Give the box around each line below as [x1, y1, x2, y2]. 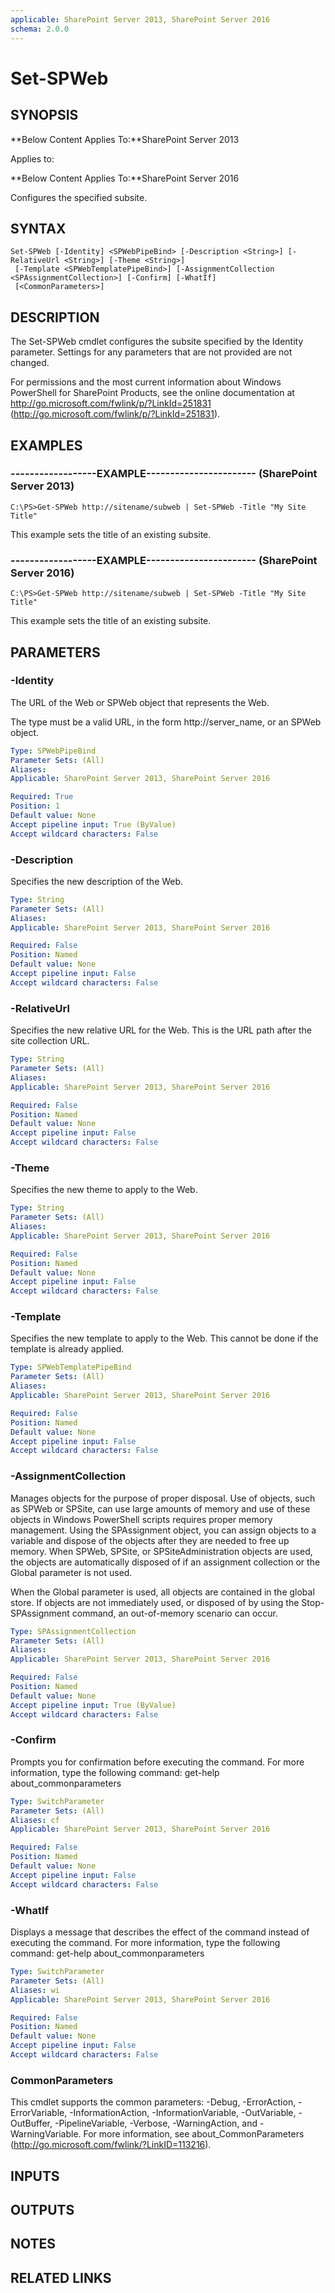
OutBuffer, [10, 2117, 53, 2130]
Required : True [10, 792, 74, 802]
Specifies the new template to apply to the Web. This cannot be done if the [10, 1332, 319, 1345]
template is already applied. [10, 1343, 125, 1355]
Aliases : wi [10, 1985, 60, 1995]
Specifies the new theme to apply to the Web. [10, 1184, 198, 1196]
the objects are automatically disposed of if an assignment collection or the [10, 1556, 321, 1568]
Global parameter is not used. [10, 1566, 133, 1578]
